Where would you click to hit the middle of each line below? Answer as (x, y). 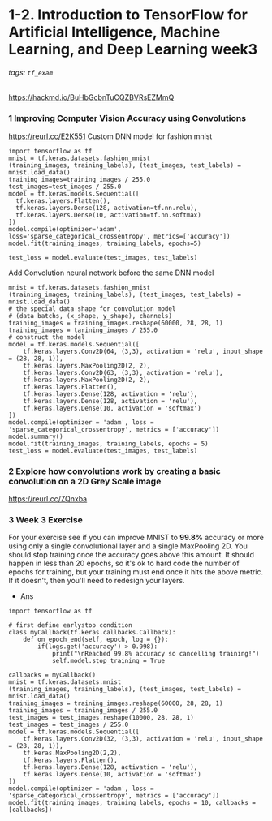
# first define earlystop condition (70, 625)
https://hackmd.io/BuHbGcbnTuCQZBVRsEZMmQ (91, 97)
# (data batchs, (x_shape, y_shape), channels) (91, 316)
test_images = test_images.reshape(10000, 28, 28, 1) (101, 718)
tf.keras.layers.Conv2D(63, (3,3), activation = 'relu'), (123, 372)
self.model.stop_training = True (108, 661)
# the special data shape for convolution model (92, 309)
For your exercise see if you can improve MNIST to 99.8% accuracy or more (136, 538)
